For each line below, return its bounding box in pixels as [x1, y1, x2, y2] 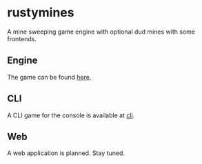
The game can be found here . [7, 73, 92, 81]
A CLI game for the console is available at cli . [7, 111, 135, 119]
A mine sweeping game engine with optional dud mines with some [7, 27, 195, 36]
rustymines [7, 5, 74, 21]
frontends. [7, 34, 37, 43]
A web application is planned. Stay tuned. [7, 149, 125, 157]
